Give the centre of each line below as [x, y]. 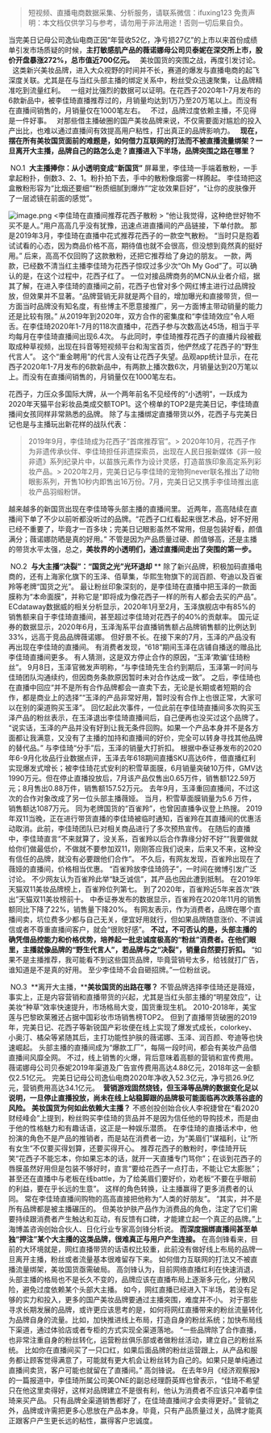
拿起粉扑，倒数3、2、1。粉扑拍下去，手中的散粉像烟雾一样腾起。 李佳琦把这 [135, 178]
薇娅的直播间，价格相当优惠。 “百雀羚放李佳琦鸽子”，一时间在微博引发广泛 [133, 869]
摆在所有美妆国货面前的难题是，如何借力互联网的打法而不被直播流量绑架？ [132, 141]
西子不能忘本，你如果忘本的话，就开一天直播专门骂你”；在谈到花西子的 [144, 1158]
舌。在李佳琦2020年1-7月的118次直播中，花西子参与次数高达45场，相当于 [130, 326]
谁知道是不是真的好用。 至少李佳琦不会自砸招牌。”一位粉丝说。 [112, 970]
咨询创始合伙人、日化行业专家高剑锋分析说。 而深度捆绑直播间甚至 [140, 1229]
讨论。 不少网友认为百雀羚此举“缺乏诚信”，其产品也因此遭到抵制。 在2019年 [134, 879]
